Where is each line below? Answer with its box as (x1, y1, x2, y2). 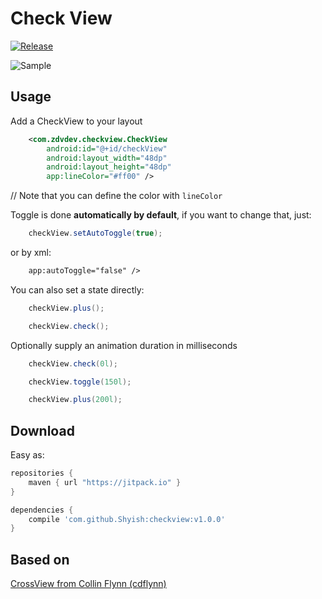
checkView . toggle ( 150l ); (28, 377, 132, 387)
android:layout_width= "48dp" (46, 153, 168, 163)
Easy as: (10, 449, 45, 461)
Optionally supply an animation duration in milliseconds (10, 339, 238, 351)
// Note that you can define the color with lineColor (10, 190, 223, 202)
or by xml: (10, 247, 52, 258)
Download (10, 422, 75, 439)
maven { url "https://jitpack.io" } (28, 477, 182, 487)
